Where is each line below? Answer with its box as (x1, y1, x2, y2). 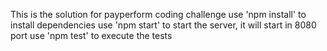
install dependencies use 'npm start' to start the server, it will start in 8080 (10, 19, 317, 31)
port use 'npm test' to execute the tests (10, 30, 173, 41)
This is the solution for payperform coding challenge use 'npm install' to (10, 9, 307, 20)
